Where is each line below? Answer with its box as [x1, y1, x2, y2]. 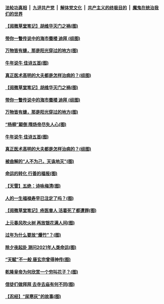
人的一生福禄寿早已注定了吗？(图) [5, 195, 74, 201]
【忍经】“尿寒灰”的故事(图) [5, 294, 61, 300]
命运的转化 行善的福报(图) [5, 170, 58, 176]
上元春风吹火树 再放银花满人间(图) [5, 220, 75, 226]
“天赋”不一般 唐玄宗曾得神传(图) [5, 256, 71, 263]
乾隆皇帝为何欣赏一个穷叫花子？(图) [5, 269, 79, 275]
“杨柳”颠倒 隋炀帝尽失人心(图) [5, 121, 67, 127]
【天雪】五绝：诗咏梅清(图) [5, 183, 61, 189]
